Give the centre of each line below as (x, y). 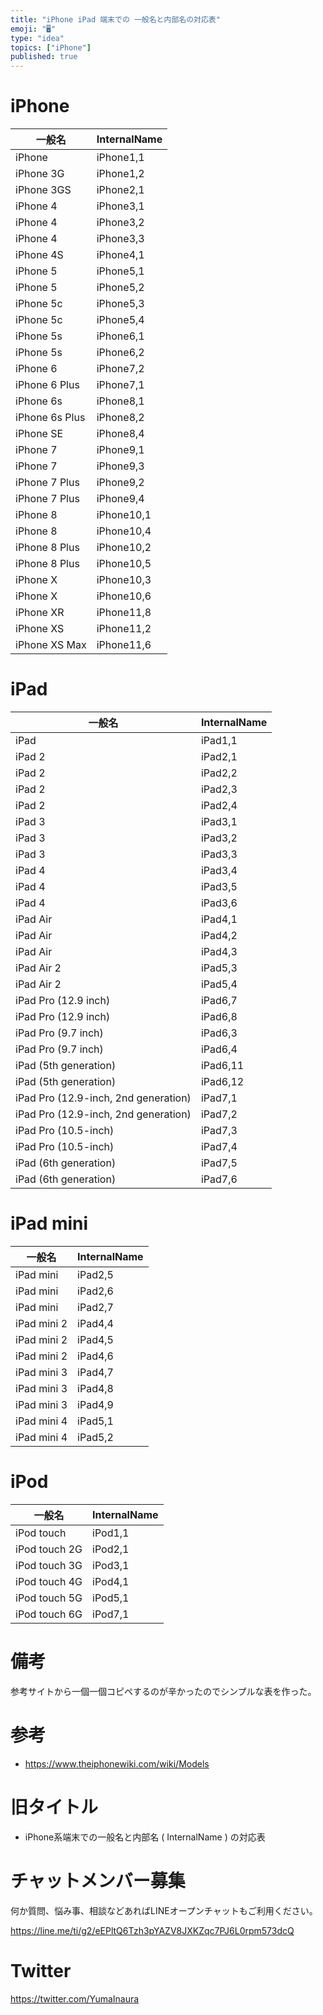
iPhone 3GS (43, 190)
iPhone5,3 (120, 304)
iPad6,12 (222, 1081)
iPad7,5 (219, 1163)
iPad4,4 (95, 1323)
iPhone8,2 (120, 418)
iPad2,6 (95, 1291)
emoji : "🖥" (33, 29)
